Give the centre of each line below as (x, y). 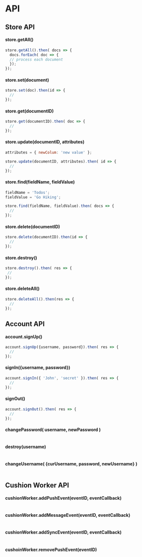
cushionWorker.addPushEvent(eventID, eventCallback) (63, 498)
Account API (25, 324)
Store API (20, 27)
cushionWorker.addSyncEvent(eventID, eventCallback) (63, 532)
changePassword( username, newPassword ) (53, 430)
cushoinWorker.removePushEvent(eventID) (51, 550)
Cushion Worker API (37, 485)
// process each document (36, 59)
